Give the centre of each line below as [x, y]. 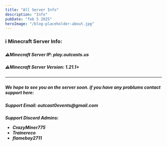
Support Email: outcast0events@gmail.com [52, 105]
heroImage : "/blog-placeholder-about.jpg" [50, 24]
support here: [20, 93]
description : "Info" [27, 14]
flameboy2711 [27, 138]
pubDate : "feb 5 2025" [29, 19]
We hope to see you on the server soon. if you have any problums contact [83, 87]
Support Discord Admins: [32, 118]
